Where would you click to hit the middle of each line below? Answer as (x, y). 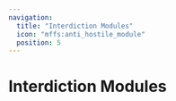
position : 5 (39, 42)
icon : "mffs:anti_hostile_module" (81, 34)
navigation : (31, 17)
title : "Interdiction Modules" (75, 26)
